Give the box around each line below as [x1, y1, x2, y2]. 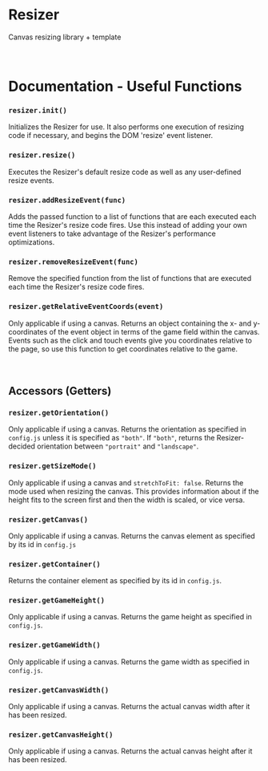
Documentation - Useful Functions [8, 78, 242, 95]
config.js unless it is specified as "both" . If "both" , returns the [8, 433, 215, 443]
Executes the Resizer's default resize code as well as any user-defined [8, 167, 242, 177]
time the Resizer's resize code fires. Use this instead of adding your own [8, 221, 248, 230]
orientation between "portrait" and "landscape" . [37, 441, 199, 451]
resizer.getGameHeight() [8, 596, 106, 605]
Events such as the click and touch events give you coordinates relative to [8, 335, 252, 345]
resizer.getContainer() [8, 559, 102, 569]
